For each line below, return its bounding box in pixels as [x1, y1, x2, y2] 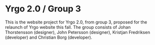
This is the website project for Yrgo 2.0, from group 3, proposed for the [5, 19, 147, 25]
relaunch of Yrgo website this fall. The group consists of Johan [5, 24, 131, 30]
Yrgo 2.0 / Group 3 [5, 3, 81, 14]
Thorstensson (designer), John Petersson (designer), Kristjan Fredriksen [5, 29, 151, 35]
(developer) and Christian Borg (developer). [5, 34, 92, 40]
